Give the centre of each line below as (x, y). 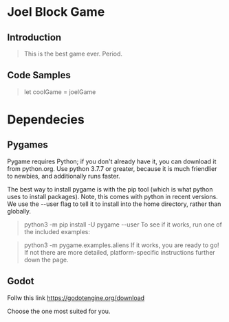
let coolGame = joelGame (60, 92)
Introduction (34, 37)
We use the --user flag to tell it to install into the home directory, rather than (114, 204)
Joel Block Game (56, 12)
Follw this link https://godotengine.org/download (76, 298)
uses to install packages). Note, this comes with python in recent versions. (112, 196)
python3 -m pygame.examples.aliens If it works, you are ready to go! (121, 245)
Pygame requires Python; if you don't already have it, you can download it (112, 161)
